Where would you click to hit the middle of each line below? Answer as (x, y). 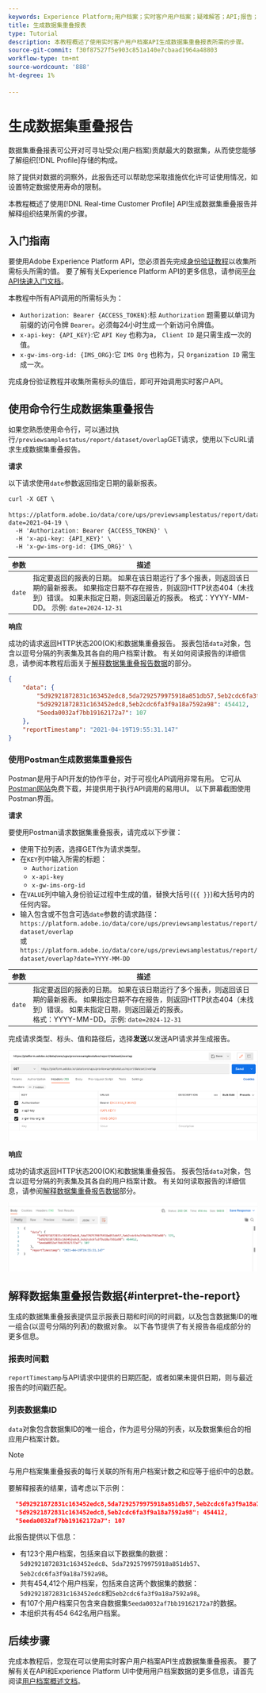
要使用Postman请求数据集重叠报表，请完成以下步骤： (95, 832)
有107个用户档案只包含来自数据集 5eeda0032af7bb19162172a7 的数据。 (130, 1603)
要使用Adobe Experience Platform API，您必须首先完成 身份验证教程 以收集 (129, 261)
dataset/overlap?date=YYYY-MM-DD (75, 959)
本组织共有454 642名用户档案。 (72, 1613)
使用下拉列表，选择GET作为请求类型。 (82, 848)
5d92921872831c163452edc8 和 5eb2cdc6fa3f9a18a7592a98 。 (112, 1593)
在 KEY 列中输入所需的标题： (63, 859)
